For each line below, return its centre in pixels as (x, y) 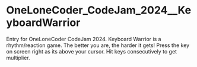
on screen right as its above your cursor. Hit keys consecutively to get (91, 51)
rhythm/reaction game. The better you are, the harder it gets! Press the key (98, 45)
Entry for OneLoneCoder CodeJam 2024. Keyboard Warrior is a (84, 39)
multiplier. (18, 58)
